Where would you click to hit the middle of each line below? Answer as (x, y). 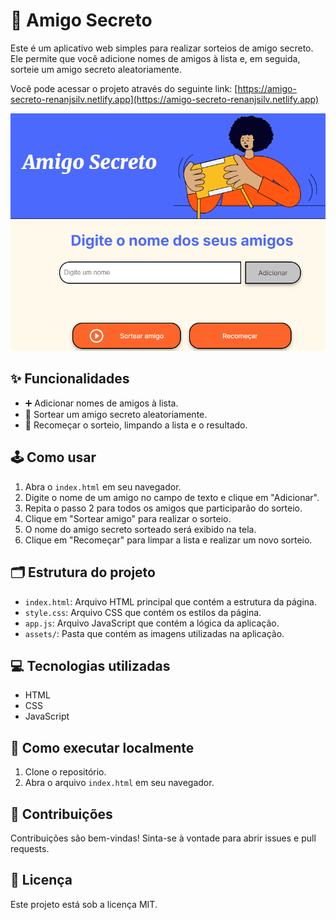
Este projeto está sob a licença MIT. (84, 904)
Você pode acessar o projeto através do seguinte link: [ (124, 88)
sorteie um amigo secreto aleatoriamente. (96, 69)
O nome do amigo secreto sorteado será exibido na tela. (140, 529)
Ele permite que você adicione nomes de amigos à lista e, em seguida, (155, 58)
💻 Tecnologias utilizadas (90, 665)
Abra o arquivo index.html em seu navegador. (119, 783)
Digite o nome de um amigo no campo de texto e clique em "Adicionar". (172, 497)
